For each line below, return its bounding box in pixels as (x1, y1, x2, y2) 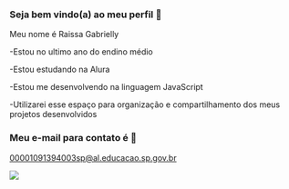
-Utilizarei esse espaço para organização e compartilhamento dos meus (9, 99, 281, 110)
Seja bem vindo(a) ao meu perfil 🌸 (9, 8, 162, 21)
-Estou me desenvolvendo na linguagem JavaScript (9, 82, 203, 93)
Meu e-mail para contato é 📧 (9, 132, 137, 144)
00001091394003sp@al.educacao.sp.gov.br (9, 152, 177, 163)
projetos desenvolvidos (9, 109, 98, 120)
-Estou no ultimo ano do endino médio (9, 46, 153, 57)
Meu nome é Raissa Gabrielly (9, 29, 119, 40)
